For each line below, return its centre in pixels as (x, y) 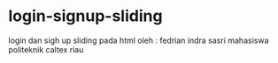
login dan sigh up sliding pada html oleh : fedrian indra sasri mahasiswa (139, 40)
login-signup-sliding (85, 16)
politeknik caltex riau (46, 49)
